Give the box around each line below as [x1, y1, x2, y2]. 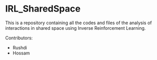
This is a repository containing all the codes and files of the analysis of [5, 20, 152, 26]
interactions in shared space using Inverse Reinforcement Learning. [5, 25, 146, 31]
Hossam [12, 50, 30, 56]
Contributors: [5, 35, 33, 41]
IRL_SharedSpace [5, 3, 81, 15]
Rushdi [12, 44, 27, 50]
